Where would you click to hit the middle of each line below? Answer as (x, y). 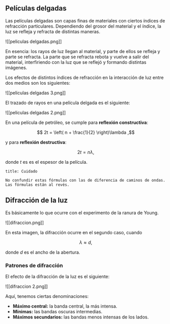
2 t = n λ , (86, 152)
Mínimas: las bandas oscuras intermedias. (57, 311)
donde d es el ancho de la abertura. (43, 252)
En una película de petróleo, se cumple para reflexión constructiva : (77, 122)
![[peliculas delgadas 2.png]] (36, 112)
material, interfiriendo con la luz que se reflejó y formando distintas (76, 62)
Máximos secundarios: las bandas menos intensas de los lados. (81, 317)
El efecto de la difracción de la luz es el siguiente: (57, 276)
